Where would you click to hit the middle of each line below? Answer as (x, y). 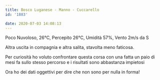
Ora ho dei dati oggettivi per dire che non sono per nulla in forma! (72, 72)
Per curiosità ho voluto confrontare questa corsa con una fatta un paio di (80, 57)
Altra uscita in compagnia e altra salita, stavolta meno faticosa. (70, 47)
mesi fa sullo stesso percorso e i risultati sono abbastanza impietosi (75, 62)
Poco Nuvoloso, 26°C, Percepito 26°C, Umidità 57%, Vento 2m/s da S (77, 37)
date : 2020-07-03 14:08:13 (33, 23)
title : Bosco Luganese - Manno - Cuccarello (52, 10)
